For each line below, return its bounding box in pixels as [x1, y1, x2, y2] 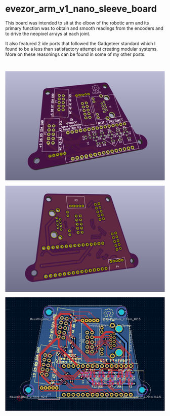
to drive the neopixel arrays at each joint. [5, 30, 91, 37]
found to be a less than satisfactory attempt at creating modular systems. [5, 46, 158, 52]
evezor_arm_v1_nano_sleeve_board [5, 3, 157, 15]
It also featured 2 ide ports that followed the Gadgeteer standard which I [5, 40, 156, 46]
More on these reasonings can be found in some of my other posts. [5, 51, 146, 57]
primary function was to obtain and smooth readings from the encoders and [5, 25, 163, 31]
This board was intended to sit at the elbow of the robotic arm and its [5, 20, 149, 26]
